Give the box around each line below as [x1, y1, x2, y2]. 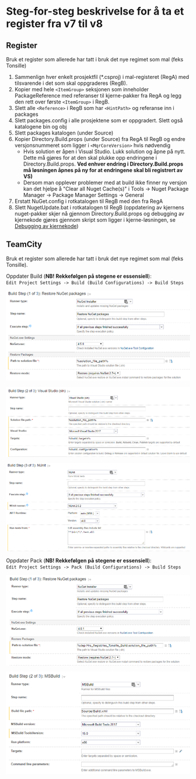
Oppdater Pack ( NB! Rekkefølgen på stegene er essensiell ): [6, 557, 152, 564]
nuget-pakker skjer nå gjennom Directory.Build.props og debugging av [14, 210, 185, 217]
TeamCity [6, 239, 43, 250]
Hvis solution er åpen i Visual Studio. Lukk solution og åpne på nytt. [23, 148, 185, 155]
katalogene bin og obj [14, 123, 67, 130]
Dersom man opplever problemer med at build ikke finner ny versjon [23, 179, 187, 186]
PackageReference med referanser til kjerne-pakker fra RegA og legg [14, 92, 182, 99]
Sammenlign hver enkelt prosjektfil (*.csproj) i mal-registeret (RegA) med [14, 74, 190, 80]
